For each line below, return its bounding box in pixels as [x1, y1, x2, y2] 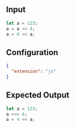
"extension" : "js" [11, 69, 57, 75]
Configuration [6, 47, 59, 58]
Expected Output [6, 90, 70, 100]
